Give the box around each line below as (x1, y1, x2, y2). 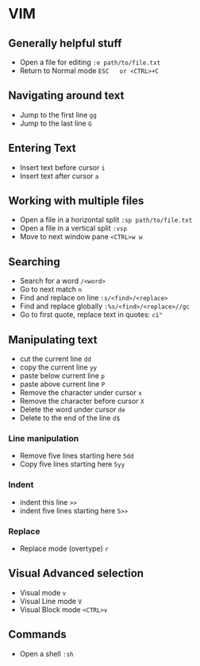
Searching (8, 255, 61, 269)
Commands (8, 628, 67, 641)
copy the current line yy (19, 362, 98, 372)
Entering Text (8, 141, 77, 155)
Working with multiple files (8, 194, 144, 207)
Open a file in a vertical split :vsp (19, 223, 128, 233)
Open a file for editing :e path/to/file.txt (19, 57, 161, 67)
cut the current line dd (19, 354, 91, 364)
